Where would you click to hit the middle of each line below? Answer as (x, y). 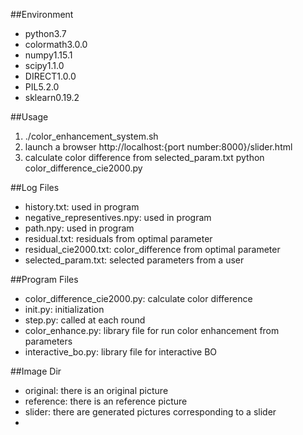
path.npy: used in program (79, 228)
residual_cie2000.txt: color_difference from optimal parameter (152, 249)
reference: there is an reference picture (106, 401)
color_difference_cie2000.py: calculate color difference (138, 298)
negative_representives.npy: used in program (118, 217)
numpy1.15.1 (48, 55)
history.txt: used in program (82, 207)
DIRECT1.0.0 (50, 76)
